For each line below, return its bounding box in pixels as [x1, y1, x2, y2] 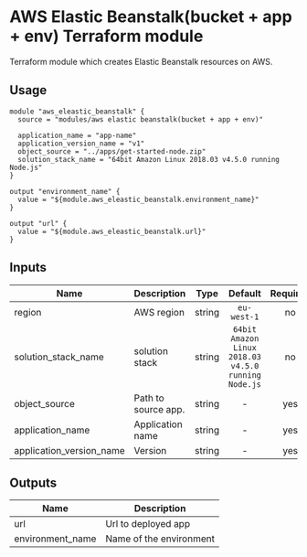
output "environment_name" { [9, 187, 121, 196]
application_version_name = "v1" [17, 139, 145, 148]
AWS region [133, 305, 185, 318]
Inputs [9, 260, 48, 275]
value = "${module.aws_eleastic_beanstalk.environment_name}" [17, 195, 259, 204]
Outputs [9, 475, 58, 490]
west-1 [230, 311, 259, 322]
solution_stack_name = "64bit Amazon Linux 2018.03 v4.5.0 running [17, 155, 281, 164]
